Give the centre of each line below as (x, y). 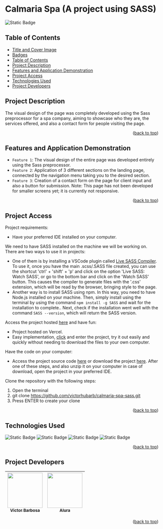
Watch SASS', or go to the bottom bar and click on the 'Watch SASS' (81, 277)
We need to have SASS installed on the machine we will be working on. (76, 246)
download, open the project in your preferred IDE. (62, 371)
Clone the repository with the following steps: (51, 381)
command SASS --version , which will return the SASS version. (74, 313)
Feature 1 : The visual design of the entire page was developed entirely (83, 160)
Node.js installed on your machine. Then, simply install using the (77, 297)
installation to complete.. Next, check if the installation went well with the (85, 308)
